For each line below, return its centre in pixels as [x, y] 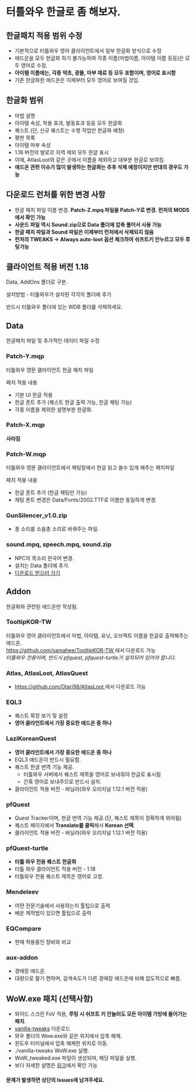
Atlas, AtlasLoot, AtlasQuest [47, 673]
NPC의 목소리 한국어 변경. [44, 558]
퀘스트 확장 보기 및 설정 [41, 716]
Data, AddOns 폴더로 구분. [37, 282]
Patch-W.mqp [26, 454]
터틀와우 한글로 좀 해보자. [63, 12]
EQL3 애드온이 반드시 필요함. [48, 759]
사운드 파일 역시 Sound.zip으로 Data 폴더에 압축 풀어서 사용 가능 [88, 224]
